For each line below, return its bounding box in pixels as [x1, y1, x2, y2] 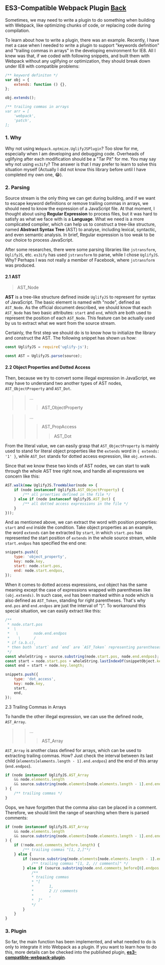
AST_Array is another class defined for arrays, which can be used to [5, 747, 141, 753]
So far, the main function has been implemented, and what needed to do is [5, 939, 156, 945]
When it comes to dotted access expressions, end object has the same [5, 582, 147, 587]
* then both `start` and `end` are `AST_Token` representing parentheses [7, 645, 162, 650]
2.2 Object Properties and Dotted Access [5, 364, 91, 370]
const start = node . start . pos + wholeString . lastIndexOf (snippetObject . [5, 658, 157, 663]
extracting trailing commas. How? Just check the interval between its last [5, 753, 153, 758]
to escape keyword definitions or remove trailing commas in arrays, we [5, 201, 149, 207]
